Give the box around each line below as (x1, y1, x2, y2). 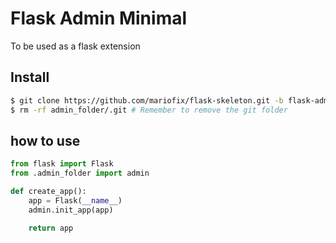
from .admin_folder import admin (10, 168, 150, 179)
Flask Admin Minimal (10, 7, 188, 30)
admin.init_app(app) (28, 205, 114, 215)
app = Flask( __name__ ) (28, 195, 123, 206)
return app (28, 223, 74, 233)
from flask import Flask (10, 159, 114, 169)
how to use (10, 132, 81, 149)
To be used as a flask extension (10, 40, 141, 52)
